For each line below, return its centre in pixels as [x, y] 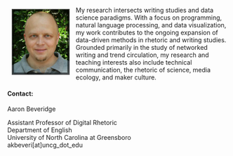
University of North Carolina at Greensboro [69, 138]
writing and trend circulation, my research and [142, 55]
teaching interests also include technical [134, 62]
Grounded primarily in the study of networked [142, 47]
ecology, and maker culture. [116, 77]
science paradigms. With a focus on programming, [149, 18]
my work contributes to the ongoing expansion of [147, 32]
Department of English [40, 130]
